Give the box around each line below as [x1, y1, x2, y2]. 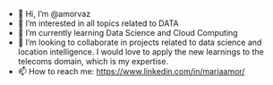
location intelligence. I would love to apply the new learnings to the [17, 47, 264, 57]
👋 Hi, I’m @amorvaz [17, 9, 91, 19]
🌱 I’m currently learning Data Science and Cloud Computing [17, 28, 239, 38]
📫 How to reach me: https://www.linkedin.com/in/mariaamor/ [17, 66, 245, 76]
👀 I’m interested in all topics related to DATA [17, 18, 179, 29]
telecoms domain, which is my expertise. [17, 56, 168, 66]
